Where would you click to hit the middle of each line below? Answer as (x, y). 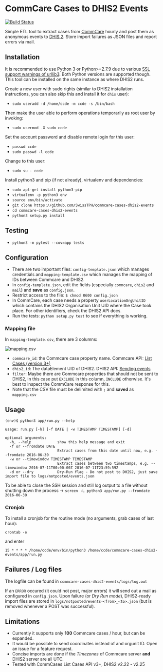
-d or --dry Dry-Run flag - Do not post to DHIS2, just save (84, 472)
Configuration (27, 257)
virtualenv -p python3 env (39, 195)
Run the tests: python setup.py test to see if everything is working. (80, 316)
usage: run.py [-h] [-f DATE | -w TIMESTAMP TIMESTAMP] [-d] (68, 430)
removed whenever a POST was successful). (50, 606)
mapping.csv (24, 395)
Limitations (22, 622)
